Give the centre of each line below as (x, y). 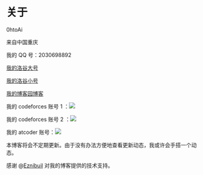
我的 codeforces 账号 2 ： (38, 119)
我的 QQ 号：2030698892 (39, 54)
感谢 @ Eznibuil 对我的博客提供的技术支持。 (60, 165)
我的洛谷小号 (22, 81)
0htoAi (14, 29)
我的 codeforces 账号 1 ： (38, 106)
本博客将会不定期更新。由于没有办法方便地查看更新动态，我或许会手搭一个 (99, 145)
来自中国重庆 (22, 42)
